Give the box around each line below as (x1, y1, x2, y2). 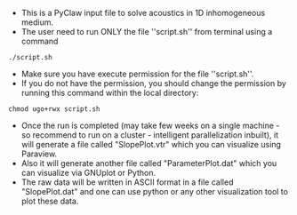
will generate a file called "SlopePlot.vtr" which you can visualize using (20, 139, 282, 149)
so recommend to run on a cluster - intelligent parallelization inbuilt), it (20, 130, 279, 140)
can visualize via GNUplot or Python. (20, 168, 157, 178)
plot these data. (20, 195, 79, 206)
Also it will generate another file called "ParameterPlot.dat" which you (20, 158, 277, 168)
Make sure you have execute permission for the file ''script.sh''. (20, 68, 254, 79)
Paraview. (20, 148, 58, 159)
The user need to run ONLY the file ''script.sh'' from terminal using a (20, 27, 273, 36)
